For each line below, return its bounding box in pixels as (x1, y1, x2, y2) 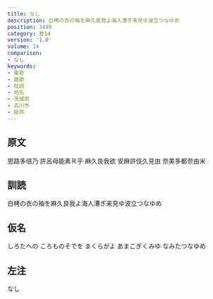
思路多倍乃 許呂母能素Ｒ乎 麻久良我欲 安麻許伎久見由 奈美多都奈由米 (7, 157, 206, 165)
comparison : (7, 50, 42, 57)
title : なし (7, 10, 40, 18)
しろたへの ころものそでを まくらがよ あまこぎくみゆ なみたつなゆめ (7, 242, 206, 250)
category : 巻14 (7, 30, 51, 37)
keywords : (7, 63, 37, 70)
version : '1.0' (7, 37, 52, 44)
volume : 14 (7, 43, 39, 50)
